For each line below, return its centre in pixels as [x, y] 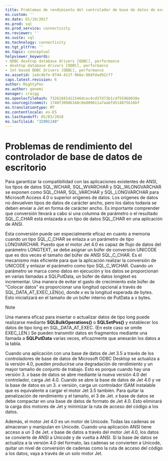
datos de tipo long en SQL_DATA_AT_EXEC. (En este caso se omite [74, 327]
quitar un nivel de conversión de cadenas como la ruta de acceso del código [84, 448]
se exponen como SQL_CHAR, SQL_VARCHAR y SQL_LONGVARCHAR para [82, 192]
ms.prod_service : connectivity [38, 29]
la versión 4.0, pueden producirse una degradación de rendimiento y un [79, 364]
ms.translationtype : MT [30, 108]
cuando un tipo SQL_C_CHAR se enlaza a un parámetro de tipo [69, 239]
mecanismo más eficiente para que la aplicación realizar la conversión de [81, 260]
